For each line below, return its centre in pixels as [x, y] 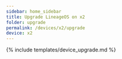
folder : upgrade [26, 22]
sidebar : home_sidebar [34, 11]
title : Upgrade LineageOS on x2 [45, 17]
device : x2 [19, 33]
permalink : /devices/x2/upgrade [45, 28]
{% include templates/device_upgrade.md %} [61, 50]
